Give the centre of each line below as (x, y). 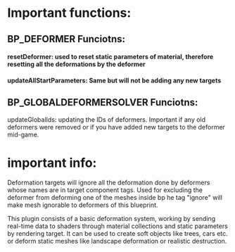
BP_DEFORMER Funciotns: (66, 39)
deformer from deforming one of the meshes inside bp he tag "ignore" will (115, 197)
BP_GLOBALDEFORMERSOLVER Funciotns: (103, 102)
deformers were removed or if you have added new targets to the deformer (116, 127)
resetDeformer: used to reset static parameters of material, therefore (110, 57)
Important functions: (69, 13)
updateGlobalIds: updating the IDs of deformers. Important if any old (107, 119)
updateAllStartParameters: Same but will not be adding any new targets (114, 80)
